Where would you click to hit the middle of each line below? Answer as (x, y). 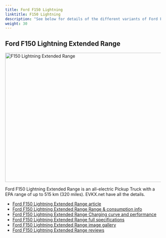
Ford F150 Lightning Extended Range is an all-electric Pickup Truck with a (80, 189)
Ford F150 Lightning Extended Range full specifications (68, 220)
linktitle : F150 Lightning (33, 14)
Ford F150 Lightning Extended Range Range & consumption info (77, 209)
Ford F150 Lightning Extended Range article (57, 204)
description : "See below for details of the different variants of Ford (82, 19)
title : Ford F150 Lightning (34, 10)
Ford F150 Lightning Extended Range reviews (58, 230)
